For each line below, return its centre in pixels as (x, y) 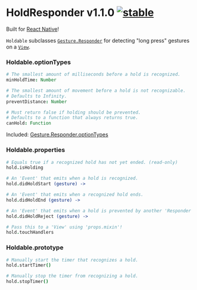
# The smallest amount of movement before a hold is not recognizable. (96, 91)
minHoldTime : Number (32, 80)
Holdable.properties (36, 150)
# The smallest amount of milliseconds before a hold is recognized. (93, 75)
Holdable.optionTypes (39, 62)
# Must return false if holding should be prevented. (74, 112)
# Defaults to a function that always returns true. (72, 118)
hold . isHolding (25, 168)
